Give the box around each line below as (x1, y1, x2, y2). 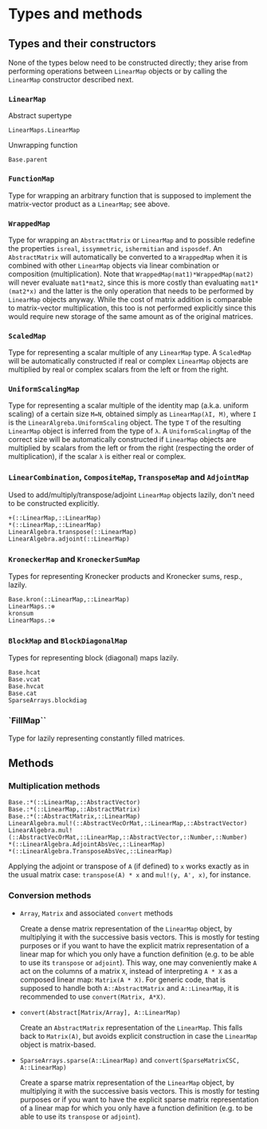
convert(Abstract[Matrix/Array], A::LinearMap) (19, 1008, 181, 1016)
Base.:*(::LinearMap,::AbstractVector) (8, 799, 141, 807)
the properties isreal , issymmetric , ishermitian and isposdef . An (8, 243, 222, 253)
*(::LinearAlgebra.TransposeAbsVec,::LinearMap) (8, 848, 173, 856)
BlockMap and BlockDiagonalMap (8, 635, 128, 646)
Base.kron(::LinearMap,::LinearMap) (8, 596, 130, 604)
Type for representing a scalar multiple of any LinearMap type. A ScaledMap (8, 348, 252, 357)
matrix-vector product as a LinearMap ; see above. (8, 199, 171, 209)
